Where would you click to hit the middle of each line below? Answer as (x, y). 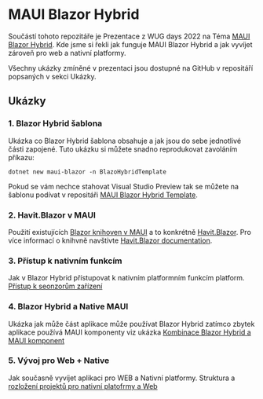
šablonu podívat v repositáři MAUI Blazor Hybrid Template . (103, 195)
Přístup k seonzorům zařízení (55, 286)
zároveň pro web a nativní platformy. (67, 53)
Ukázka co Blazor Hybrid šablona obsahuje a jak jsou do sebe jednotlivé (125, 141)
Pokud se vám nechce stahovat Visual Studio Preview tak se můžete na (124, 186)
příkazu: (21, 157)
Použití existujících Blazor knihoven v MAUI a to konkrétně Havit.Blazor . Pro (130, 232)
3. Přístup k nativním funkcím (66, 261)
